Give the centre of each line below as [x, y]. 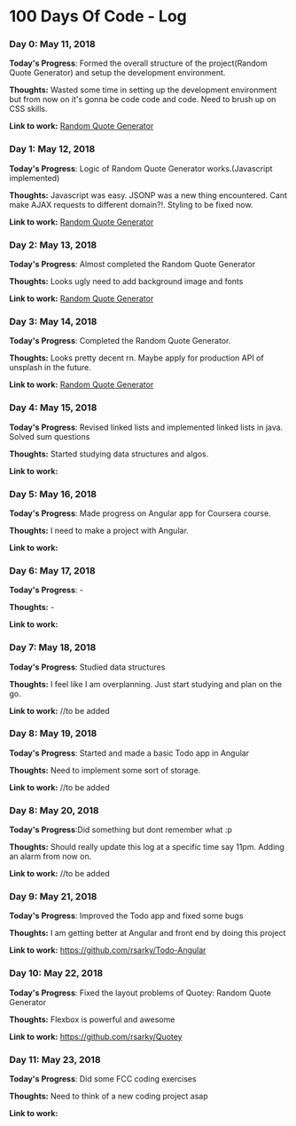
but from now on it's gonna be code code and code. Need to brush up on [143, 99]
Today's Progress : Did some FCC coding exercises [103, 1079]
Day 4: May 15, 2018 [53, 408]
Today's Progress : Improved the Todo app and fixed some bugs [126, 916]
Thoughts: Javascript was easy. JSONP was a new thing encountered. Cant [148, 195]
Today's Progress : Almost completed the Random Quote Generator [132, 265]
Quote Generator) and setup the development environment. [117, 73]
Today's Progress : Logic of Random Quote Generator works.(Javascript [141, 168]
